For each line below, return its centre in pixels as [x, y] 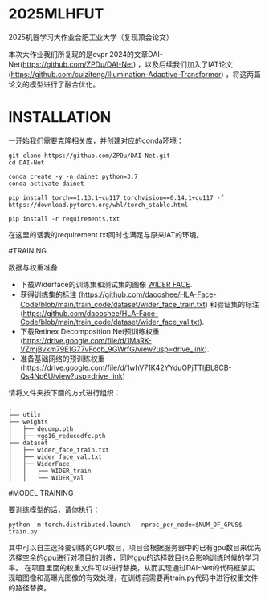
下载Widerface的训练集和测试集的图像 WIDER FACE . [106, 284]
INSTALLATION [59, 118]
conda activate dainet [46, 184]
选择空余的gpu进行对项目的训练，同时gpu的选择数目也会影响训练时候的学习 [134, 557]
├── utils [25, 415]
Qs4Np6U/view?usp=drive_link [71, 376]
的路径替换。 [29, 587]
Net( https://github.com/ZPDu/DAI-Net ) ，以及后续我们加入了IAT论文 [121, 64]
